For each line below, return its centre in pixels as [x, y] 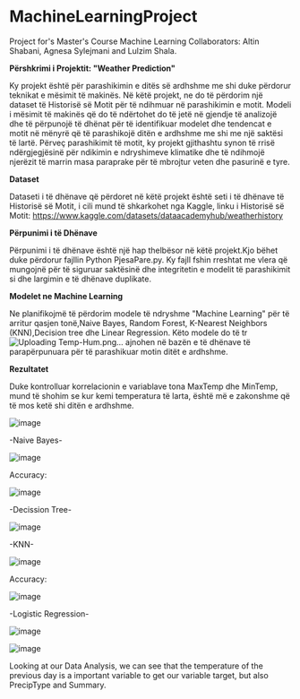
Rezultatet [29, 368]
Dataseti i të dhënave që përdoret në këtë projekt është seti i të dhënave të [147, 196]
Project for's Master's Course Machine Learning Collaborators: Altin [134, 41]
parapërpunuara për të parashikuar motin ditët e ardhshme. [119, 351]
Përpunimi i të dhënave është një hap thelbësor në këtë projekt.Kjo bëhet [144, 250]
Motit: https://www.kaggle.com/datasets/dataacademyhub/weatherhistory [146, 215]
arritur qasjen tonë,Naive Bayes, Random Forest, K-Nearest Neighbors [138, 323]
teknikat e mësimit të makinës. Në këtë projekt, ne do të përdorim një [136, 95]
